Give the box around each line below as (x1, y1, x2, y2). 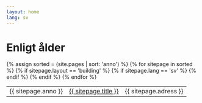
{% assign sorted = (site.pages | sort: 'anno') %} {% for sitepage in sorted (6, 61, 193, 68)
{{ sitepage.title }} (69, 87, 119, 96)
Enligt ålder (6, 41, 65, 55)
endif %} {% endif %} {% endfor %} (6, 73, 97, 81)
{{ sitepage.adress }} (124, 87, 184, 96)
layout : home (6, 8, 40, 15)
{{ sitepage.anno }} (9, 87, 63, 96)
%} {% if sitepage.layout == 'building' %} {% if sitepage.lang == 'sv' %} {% (6, 67, 197, 75)
